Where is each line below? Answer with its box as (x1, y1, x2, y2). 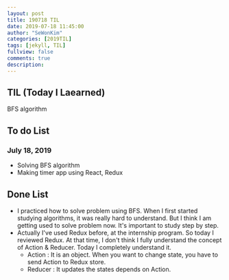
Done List (7, 189, 49, 200)
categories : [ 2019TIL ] (7, 36, 72, 43)
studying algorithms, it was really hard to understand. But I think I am (16, 214, 212, 222)
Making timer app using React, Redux (16, 169, 123, 177)
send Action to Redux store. (27, 257, 106, 266)
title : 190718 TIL (7, 17, 60, 23)
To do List (7, 125, 50, 136)
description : (7, 61, 45, 68)
